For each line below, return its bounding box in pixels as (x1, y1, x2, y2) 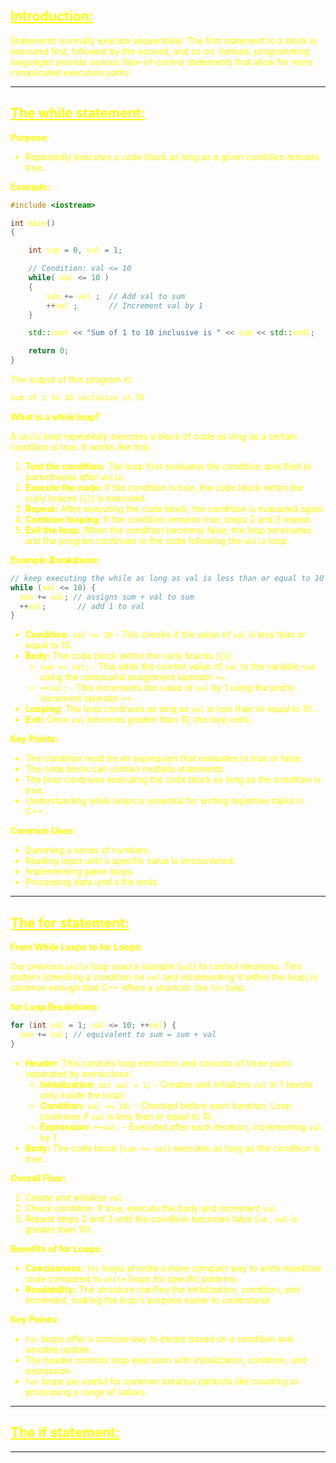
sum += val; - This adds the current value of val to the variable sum (39, 660, 316, 673)
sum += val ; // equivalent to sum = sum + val (19, 1029, 217, 1039)
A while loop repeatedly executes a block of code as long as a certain (10, 430, 298, 442)
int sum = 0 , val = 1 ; (28, 245, 123, 256)
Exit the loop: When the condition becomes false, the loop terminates (24, 524, 312, 536)
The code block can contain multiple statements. (24, 763, 227, 775)
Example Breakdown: (10, 554, 101, 566)
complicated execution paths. (10, 66, 133, 78)
